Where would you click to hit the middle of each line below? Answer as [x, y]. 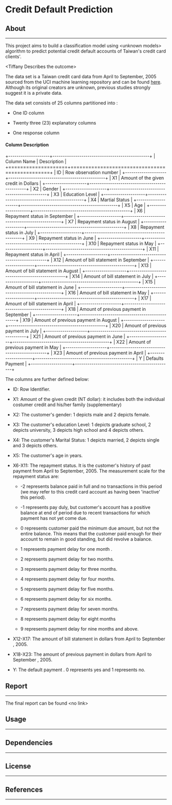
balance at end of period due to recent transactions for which [85, 513]
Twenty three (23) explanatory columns [54, 123]
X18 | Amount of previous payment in [107, 309]
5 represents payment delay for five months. [67, 589]
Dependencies [29, 743]
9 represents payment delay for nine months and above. [80, 629]
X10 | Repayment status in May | [123, 243]
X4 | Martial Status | [111, 200]
